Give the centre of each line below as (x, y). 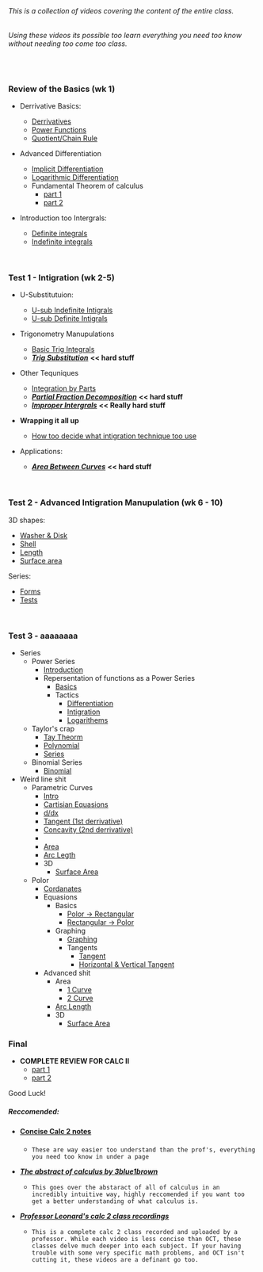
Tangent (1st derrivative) (83, 821)
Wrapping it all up (49, 421)
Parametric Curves (62, 787)
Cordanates (62, 888)
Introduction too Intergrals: (63, 218)
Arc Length (73, 1007)
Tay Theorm (63, 737)
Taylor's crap (53, 729)
